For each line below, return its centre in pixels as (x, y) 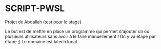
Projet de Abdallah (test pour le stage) (43, 22)
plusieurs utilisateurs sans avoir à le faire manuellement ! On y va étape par (80, 36)
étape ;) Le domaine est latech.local (41, 41)
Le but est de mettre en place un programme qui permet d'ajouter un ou (77, 31)
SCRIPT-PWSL (35, 8)
